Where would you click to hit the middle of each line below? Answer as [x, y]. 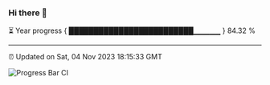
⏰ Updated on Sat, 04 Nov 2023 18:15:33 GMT [85, 57]
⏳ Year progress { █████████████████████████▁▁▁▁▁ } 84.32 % [132, 30]
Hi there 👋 [28, 13]
